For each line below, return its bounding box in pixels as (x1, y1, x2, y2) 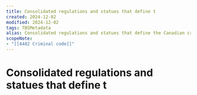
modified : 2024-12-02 (6, 19, 59, 25)
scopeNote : (6, 36, 33, 41)
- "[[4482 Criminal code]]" (6, 41, 75, 47)
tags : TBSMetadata (6, 24, 51, 31)
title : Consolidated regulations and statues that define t (6, 8, 157, 15)
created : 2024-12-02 (6, 14, 57, 20)
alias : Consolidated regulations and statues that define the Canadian (6, 30, 185, 36)
